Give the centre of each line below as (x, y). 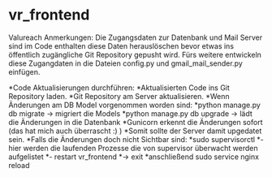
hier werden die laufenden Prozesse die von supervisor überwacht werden (133, 148)
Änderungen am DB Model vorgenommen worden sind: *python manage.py (135, 105)
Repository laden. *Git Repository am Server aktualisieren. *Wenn (119, 96)
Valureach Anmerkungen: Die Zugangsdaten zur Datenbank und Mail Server (136, 37)
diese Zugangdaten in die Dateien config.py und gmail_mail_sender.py (126, 63)
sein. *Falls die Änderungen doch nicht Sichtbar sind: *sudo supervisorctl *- (136, 139)
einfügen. (24, 71)
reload (19, 165)
